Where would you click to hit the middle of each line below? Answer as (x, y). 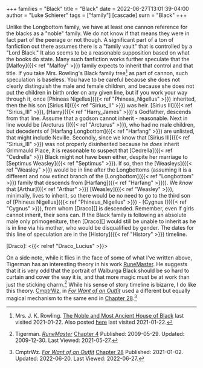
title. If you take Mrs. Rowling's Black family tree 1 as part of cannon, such (97, 72)
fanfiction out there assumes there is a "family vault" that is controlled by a (99, 46)
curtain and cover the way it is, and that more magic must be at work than (98, 277)
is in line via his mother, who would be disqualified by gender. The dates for (100, 227)
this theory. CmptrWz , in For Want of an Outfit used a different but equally (98, 291)
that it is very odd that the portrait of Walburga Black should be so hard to (98, 270)
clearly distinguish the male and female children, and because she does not (100, 86)
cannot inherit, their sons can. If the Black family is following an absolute (96, 215)
